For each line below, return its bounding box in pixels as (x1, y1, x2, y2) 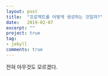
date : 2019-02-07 (6, 19, 54, 25)
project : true (6, 30, 41, 36)
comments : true (6, 47, 43, 53)
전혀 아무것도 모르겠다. (6, 63, 58, 70)
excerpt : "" (6, 25, 35, 31)
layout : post (6, 8, 38, 15)
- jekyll (6, 42, 27, 47)
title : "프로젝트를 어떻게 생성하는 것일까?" (6, 14, 103, 20)
